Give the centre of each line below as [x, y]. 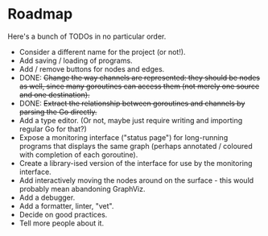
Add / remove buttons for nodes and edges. [92, 68]
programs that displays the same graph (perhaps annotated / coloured [136, 146]
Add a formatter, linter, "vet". [66, 205]
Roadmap [40, 14]
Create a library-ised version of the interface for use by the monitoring [136, 163]
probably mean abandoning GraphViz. [82, 188]
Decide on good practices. [63, 214]
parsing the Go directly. [58, 112]
